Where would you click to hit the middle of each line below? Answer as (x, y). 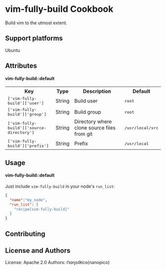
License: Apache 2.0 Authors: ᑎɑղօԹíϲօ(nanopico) (58, 263)
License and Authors (38, 250)
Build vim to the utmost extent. (36, 23)
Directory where (93, 122)
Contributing (25, 234)
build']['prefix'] (28, 146)
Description (97, 91)
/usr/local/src (141, 128)
